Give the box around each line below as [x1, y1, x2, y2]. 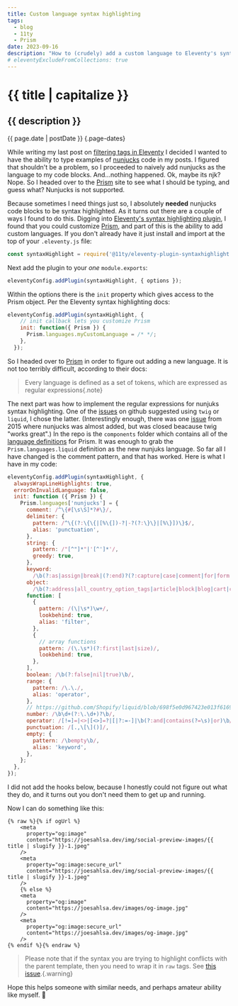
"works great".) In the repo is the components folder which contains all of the [7, 430, 228, 438]
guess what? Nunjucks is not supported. [7, 185, 125, 194]
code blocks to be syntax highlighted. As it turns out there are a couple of [7, 206, 222, 215]
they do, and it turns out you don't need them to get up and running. [7, 790, 206, 798]
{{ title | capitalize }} [7, 86, 130, 103]
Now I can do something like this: [7, 804, 105, 812]
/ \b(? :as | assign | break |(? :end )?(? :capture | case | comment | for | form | [33, 572, 233, 579]
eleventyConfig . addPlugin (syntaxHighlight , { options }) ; [7, 277, 182, 284]
